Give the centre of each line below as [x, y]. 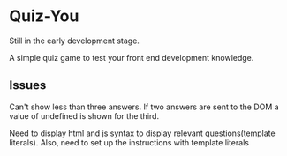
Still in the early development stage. [74, 41]
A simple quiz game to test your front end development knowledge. [132, 57]
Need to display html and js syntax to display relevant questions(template [142, 133]
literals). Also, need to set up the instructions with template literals [129, 142]
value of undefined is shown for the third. [84, 115]
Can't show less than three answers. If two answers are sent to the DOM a [144, 107]
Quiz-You [44, 16]
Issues [28, 85]
